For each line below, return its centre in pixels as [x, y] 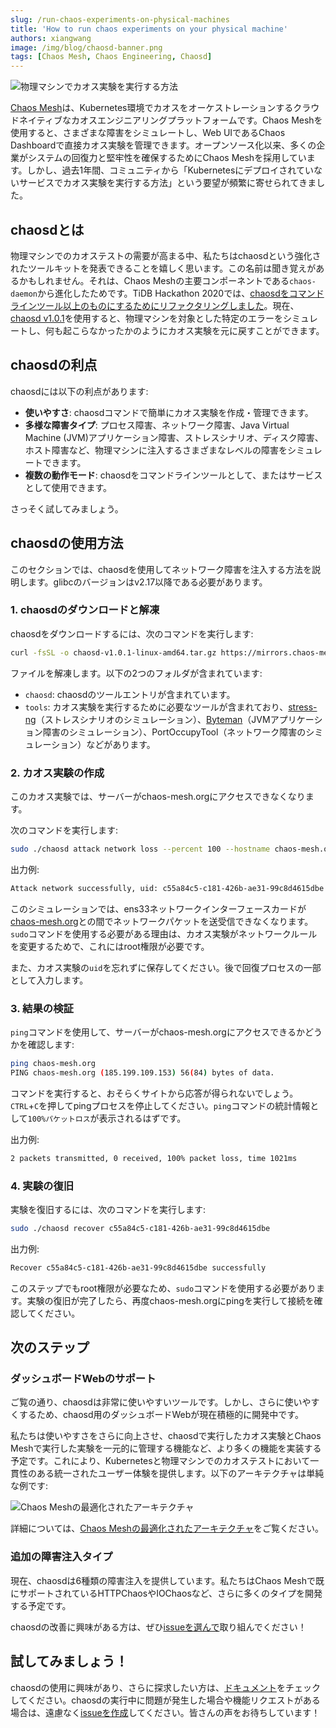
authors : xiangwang [51, 38]
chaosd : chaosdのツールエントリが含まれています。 [130, 694]
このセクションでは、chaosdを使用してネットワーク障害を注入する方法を [161, 569]
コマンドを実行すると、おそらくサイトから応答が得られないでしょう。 [154, 1093]
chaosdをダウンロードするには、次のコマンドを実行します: [132, 633]
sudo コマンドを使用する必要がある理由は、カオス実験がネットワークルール [164, 933]
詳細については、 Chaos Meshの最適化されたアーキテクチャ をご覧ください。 [167, 1528]
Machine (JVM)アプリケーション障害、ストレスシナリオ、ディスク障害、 [174, 437]
